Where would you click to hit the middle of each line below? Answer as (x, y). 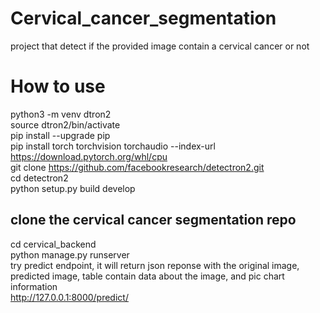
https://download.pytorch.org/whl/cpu (89, 156)
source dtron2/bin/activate (65, 124)
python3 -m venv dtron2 (61, 114)
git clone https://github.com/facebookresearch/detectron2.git (137, 167)
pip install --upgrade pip (60, 135)
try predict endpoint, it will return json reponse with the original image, (155, 265)
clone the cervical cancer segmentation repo (153, 220)
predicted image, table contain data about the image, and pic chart (147, 276)
